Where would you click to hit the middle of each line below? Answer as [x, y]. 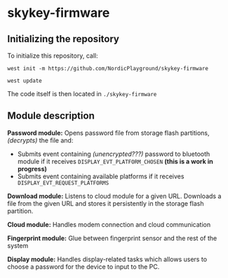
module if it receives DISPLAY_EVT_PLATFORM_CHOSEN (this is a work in [115, 161]
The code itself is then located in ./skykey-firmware [82, 94]
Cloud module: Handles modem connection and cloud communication [109, 224]
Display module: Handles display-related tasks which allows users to [107, 259]
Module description [51, 116]
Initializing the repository [63, 39]
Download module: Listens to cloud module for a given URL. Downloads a [114, 196]
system [18, 245]
